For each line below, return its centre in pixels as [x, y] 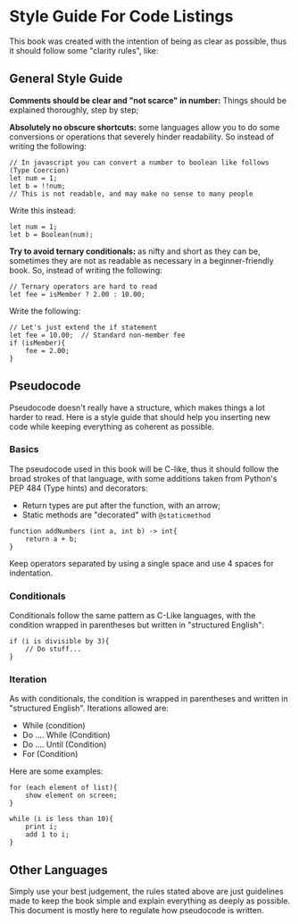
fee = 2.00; [47, 350]
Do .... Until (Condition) [64, 744]
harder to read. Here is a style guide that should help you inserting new [140, 416]
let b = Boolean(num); [51, 234]
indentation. [31, 573]
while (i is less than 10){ [62, 819]
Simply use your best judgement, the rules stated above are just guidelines [146, 892]
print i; [42, 827]
